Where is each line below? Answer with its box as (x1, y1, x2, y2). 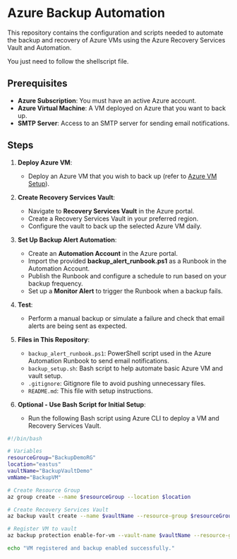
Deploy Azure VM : (17, 158, 73, 167)
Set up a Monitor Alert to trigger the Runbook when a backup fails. (28, 286, 224, 295)
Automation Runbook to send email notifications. (28, 356, 169, 365)
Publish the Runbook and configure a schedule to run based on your (28, 271, 227, 280)
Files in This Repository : (17, 335, 90, 343)
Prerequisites (7, 78, 68, 90)
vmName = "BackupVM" (7, 473, 61, 481)
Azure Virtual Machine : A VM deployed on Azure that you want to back (17, 104, 226, 112)
